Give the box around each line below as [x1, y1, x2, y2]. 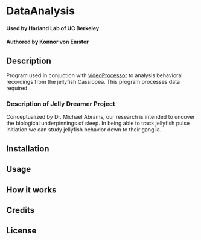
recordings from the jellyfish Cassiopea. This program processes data [6, 78, 180, 86]
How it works [6, 185, 57, 195]
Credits [6, 205, 35, 215]
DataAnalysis [6, 4, 75, 18]
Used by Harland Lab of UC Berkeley [6, 24, 100, 31]
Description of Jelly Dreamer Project [6, 99, 116, 108]
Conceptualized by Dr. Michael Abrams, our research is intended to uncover [6, 113, 195, 121]
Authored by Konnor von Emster [6, 38, 89, 46]
